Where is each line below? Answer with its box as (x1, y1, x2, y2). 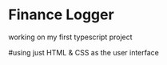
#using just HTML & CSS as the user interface (8, 47, 160, 57)
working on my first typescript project (8, 32, 133, 42)
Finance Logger (8, 6, 114, 24)
